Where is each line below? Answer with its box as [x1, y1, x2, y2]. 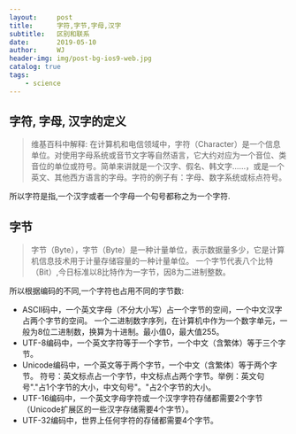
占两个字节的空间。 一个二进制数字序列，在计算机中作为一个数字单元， [21, 315, 280, 326]
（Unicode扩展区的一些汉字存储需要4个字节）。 [21, 404, 194, 415]
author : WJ [9, 46, 65, 55]
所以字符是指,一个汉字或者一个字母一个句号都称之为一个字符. [9, 191, 231, 202]
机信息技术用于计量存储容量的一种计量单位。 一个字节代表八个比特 [30, 256, 274, 267]
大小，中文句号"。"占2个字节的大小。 [80, 382, 216, 392]
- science [25, 79, 62, 88]
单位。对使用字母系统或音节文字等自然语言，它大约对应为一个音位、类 [30, 150, 287, 160]
